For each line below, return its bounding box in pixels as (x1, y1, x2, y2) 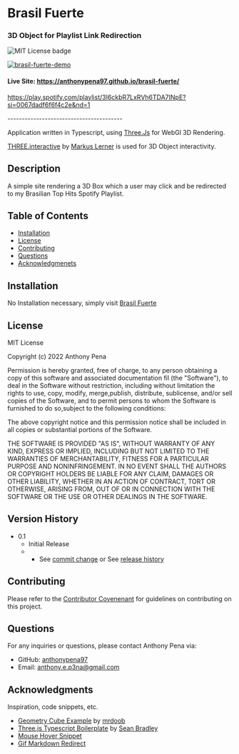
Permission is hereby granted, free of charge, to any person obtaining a (7, 366, 218, 374)
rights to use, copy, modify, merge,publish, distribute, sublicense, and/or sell (7, 388, 233, 397)
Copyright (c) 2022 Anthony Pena (7, 352, 107, 361)
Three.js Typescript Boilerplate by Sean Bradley (17, 724, 158, 733)
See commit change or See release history (39, 555, 164, 563)
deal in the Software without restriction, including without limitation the (7, 381, 215, 390)
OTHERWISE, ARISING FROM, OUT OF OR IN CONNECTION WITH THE (7, 484, 215, 493)
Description (7, 163, 61, 175)
